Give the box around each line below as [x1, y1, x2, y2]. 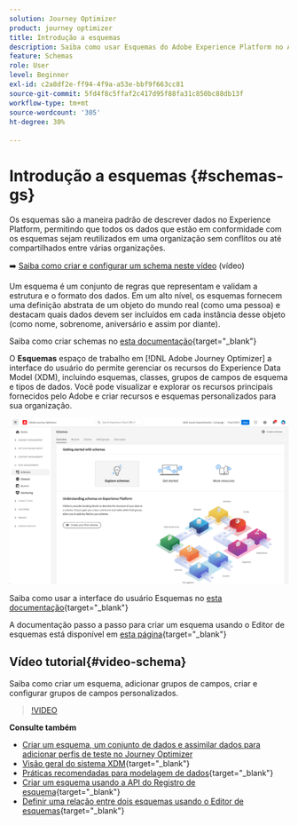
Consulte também [9, 722, 77, 733]
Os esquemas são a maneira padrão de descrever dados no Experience [9, 214, 271, 226]
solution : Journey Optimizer [9, 14, 117, 23]
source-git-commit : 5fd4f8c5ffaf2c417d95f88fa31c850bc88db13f [9, 89, 244, 98]
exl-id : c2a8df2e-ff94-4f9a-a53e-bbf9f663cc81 [9, 80, 184, 89]
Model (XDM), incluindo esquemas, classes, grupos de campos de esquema [9, 372, 288, 383]
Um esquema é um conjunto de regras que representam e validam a [9, 281, 258, 292]
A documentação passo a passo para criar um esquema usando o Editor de [9, 619, 286, 630]
